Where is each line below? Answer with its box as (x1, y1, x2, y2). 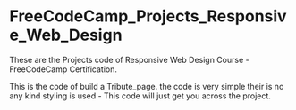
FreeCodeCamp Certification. (9, 64, 118, 75)
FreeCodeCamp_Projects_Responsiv (9, 6, 288, 27)
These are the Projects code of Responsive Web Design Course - (9, 54, 249, 65)
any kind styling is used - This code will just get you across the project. (9, 90, 271, 101)
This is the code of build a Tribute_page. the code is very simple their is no (9, 81, 284, 91)
